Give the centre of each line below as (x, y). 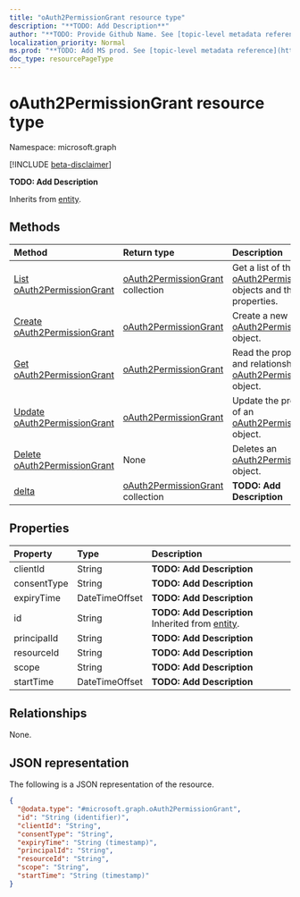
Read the (251, 352)
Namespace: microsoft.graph (63, 147)
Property (33, 554)
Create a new (260, 316)
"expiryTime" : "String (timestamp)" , (87, 842)
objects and (257, 290)
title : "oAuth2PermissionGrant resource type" (97, 17)
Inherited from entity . (196, 623)
